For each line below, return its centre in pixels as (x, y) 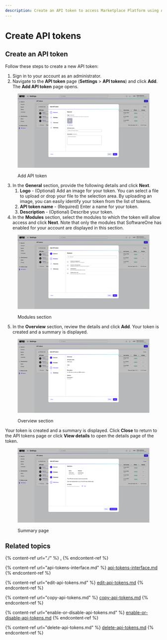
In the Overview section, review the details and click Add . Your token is (85, 327)
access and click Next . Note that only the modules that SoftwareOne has (87, 222)
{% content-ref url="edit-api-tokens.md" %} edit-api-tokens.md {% (74, 583)
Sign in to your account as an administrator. (57, 76)
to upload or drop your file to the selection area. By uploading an (86, 196)
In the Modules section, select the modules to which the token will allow (86, 217)
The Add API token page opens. (45, 86)
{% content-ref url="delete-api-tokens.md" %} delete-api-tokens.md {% (80, 628)
